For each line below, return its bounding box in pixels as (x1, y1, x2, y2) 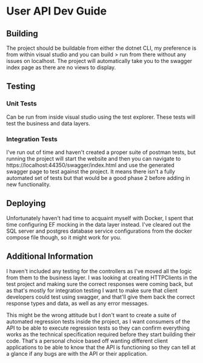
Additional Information (6, 251, 93, 262)
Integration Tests (6, 135, 58, 143)
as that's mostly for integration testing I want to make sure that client (6, 287, 178, 294)
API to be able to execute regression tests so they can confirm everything (6, 324, 190, 331)
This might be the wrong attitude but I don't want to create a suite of (6, 311, 177, 319)
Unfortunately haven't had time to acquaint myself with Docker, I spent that (6, 214, 194, 222)
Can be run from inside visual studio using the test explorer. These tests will (6, 113, 196, 121)
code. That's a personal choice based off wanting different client (6, 337, 168, 344)
